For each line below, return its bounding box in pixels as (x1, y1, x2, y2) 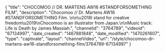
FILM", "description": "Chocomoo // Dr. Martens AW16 (5, 9, 115, 15)
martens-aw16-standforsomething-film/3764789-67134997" (5, 41, 128, 47)
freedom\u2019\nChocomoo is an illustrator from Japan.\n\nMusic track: (5, 20, 153, 26)
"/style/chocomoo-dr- (110, 36, 155, 42)
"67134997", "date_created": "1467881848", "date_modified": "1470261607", (5, 31, 161, 36)
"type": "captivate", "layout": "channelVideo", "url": (5, 36, 109, 42)
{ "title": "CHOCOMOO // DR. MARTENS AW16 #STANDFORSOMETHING (5, 4, 152, 10)
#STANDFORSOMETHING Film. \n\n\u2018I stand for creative (5, 15, 130, 20)
